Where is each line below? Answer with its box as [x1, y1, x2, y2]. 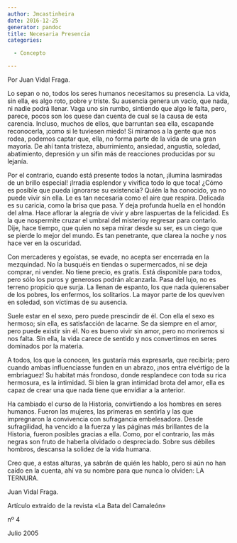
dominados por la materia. [7, 342, 84, 350]
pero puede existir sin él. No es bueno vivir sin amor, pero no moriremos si [7, 327, 225, 335]
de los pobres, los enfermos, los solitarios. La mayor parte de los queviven [7, 291, 225, 299]
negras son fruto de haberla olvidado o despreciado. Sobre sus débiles [7, 438, 215, 446]
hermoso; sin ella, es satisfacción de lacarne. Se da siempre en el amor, [7, 319, 218, 328]
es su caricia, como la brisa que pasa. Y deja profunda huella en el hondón [7, 201, 226, 210]
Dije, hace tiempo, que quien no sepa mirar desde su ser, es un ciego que [7, 224, 223, 232]
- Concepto [13, 50, 46, 57]
